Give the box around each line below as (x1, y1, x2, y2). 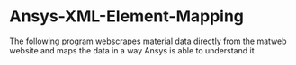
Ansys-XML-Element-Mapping (9, 6, 245, 27)
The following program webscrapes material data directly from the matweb (9, 36, 287, 46)
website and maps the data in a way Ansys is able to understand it (9, 45, 255, 55)
